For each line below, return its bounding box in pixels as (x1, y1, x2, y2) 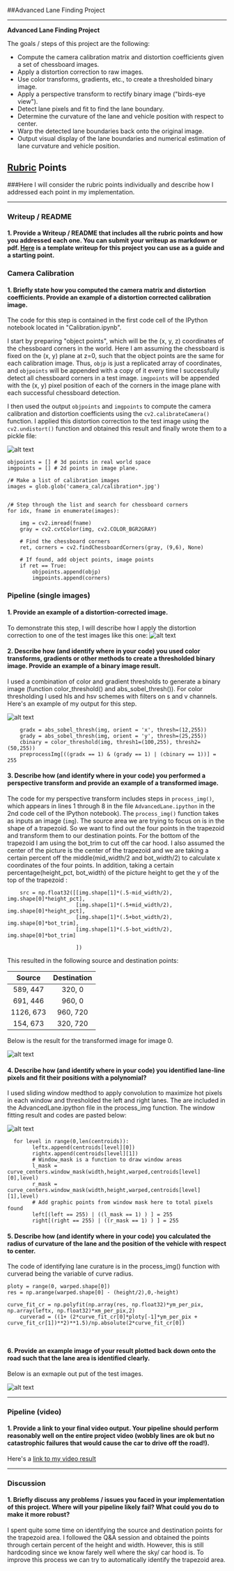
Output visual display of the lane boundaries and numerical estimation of (17, 134, 226, 142)
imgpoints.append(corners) (32, 575, 111, 582)
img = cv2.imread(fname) (19, 520, 92, 527)
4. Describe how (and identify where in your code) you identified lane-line (7, 1066, 225, 1074)
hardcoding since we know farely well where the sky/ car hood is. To (7, 1548, 204, 1556)
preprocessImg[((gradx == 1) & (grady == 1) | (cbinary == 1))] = (19, 750, 217, 758)
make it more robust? (7, 1510, 70, 1519)
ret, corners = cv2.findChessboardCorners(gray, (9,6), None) (19, 544, 204, 551)
